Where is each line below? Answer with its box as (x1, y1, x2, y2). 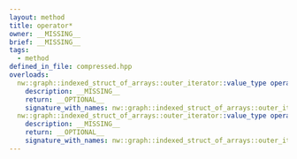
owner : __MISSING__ (9, 29, 81, 38)
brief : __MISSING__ (9, 37, 81, 47)
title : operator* (9, 21, 73, 30)
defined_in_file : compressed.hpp (9, 63, 133, 72)
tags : (9, 46, 29, 55)
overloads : (9, 71, 49, 79)
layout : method (9, 12, 65, 22)
